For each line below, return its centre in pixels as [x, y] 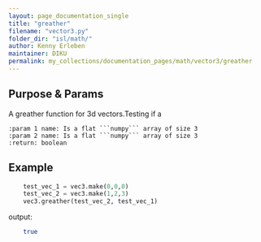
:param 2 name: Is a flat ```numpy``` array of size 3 [103, 136]
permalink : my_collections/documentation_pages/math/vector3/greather [130, 62]
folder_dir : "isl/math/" [50, 39]
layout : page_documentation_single [69, 16]
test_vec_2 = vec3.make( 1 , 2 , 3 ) [76, 194]
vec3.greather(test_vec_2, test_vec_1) [91, 201]
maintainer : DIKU [38, 54]
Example [31, 168]
